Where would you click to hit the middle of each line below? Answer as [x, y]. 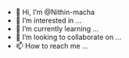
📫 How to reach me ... [52, 46]
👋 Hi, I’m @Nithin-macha [55, 12]
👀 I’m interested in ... [48, 20]
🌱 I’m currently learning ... [57, 29]
